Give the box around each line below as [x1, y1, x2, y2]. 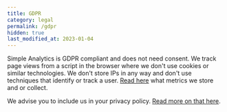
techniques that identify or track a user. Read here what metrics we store [7, 76, 214, 85]
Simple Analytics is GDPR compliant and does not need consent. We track [7, 54, 217, 63]
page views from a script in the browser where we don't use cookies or [7, 62, 209, 70]
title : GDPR [7, 10, 41, 17]
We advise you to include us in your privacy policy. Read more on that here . [7, 97, 221, 105]
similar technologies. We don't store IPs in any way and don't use [7, 69, 192, 78]
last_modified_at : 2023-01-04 [7, 36, 94, 43]
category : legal [7, 16, 54, 23]
